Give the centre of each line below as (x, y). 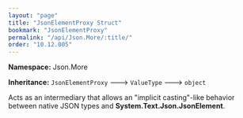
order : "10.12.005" (40, 45)
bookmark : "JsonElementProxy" (58, 30)
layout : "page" (33, 15)
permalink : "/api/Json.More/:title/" (70, 37)
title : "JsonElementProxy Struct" (65, 23)
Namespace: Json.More (48, 67)
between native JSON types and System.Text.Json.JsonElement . (117, 106)
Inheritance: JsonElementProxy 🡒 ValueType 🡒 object (107, 83)
